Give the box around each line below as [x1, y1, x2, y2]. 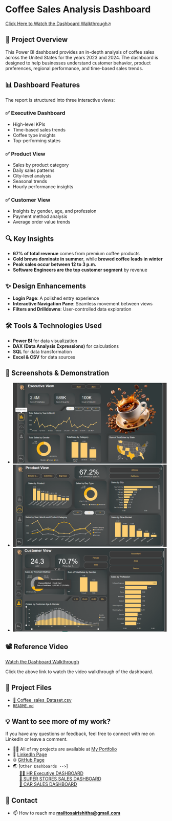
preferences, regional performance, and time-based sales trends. [5, 65, 143, 71]
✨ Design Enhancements [5, 281, 86, 290]
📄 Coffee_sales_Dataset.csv [12, 697, 72, 703]
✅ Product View [5, 150, 46, 157]
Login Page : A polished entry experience [12, 295, 99, 301]
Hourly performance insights [12, 184, 74, 190]
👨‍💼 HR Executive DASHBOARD [19, 770, 83, 776]
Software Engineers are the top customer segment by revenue [12, 267, 147, 273]
